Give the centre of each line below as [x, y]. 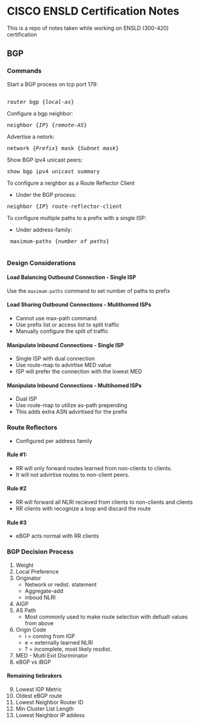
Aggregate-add [44, 591]
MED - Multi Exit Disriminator [52, 655]
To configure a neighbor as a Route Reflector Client [71, 183]
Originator [28, 578]
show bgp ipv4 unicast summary [53, 171]
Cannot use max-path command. [57, 318]
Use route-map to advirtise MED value [63, 365]
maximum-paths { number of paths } [60, 241]
